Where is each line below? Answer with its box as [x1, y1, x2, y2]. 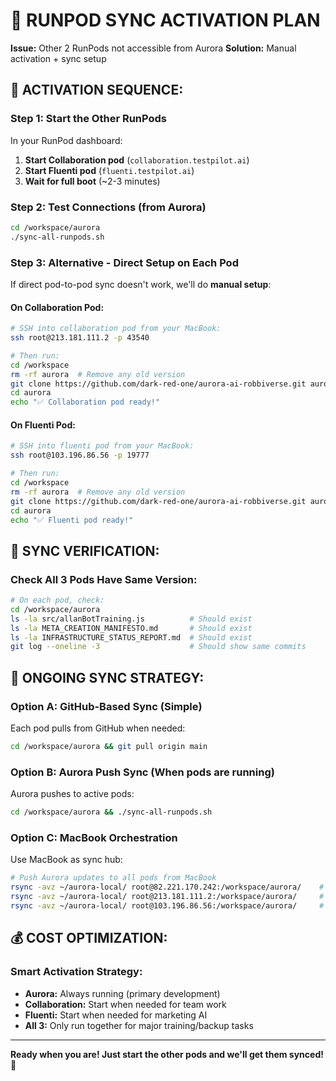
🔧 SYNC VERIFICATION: [10, 542, 160, 559]
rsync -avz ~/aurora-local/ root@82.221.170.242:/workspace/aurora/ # [10, 882, 325, 893]
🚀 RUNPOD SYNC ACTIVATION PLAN [10, 9, 321, 32]
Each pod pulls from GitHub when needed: [10, 722, 186, 734]
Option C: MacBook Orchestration [10, 830, 178, 844]
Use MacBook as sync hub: [10, 854, 123, 866]
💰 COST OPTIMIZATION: [10, 930, 168, 947]
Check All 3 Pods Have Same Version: [10, 572, 198, 586]
